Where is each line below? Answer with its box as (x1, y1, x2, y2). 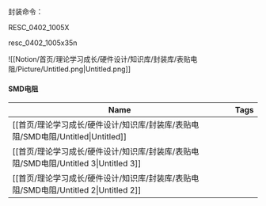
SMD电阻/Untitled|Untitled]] (22, 132, 127, 143)
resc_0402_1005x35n (8, 38, 78, 48)
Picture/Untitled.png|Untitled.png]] (17, 64, 131, 74)
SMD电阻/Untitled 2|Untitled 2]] (22, 185, 142, 196)
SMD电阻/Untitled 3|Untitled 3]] (22, 158, 142, 169)
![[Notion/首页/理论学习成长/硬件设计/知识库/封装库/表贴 (8, 55, 192, 63)
